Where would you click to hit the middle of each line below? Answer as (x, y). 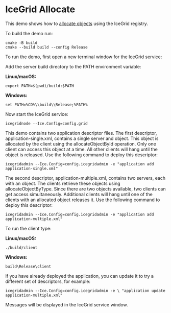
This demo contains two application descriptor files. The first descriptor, (81, 133)
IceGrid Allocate (40, 9)
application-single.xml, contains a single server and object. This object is (82, 138)
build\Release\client (28, 267)
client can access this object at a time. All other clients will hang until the (82, 149)
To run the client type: (29, 228)
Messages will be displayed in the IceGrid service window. (67, 304)
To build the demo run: (29, 33)
